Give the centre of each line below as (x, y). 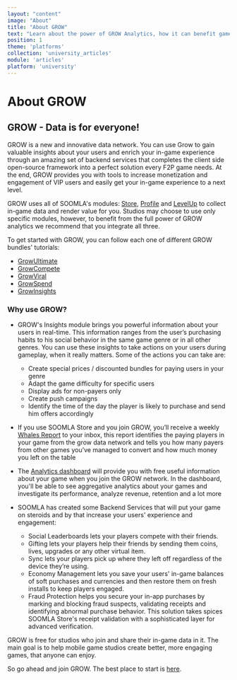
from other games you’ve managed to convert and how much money (117, 449)
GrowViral (32, 276)
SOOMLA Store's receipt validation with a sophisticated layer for (121, 618)
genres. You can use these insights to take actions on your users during (122, 347)
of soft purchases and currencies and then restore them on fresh (122, 581)
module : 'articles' (36, 60)
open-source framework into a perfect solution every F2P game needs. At (115, 167)
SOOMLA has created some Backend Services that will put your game (119, 507)
